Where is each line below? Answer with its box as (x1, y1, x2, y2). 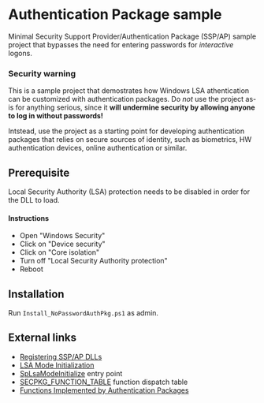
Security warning (8, 68, 76, 79)
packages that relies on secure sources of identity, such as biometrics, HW (8, 135, 252, 144)
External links (8, 331, 77, 345)
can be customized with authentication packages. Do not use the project (8, 95, 244, 104)
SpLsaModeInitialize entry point (19, 368, 123, 378)
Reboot (19, 264, 43, 274)
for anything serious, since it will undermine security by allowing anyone (15, 103, 255, 112)
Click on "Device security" (19, 239, 106, 249)
